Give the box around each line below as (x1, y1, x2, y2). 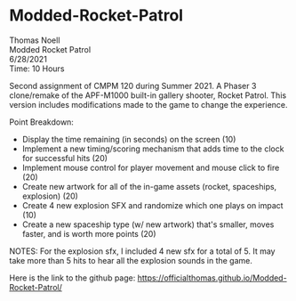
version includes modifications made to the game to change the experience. (9, 99, 288, 110)
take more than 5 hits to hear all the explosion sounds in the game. (9, 255, 253, 265)
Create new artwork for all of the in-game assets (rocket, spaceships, (21, 181, 277, 191)
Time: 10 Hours (9, 63, 65, 74)
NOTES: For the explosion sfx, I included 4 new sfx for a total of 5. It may (9, 246, 276, 256)
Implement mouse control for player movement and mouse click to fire (21, 162, 280, 173)
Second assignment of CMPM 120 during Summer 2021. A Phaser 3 (9, 80, 257, 91)
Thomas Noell (9, 35, 60, 45)
